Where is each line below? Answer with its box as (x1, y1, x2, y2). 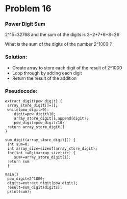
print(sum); (7, 189, 32, 195)
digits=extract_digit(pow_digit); (7, 181, 78, 186)
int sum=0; (7, 142, 29, 147)
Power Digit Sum (5, 21, 46, 28)
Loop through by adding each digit (12, 70, 82, 76)
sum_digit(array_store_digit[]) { (5, 137, 76, 143)
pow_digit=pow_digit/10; (14, 120, 65, 126)
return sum (7, 159, 29, 164)
